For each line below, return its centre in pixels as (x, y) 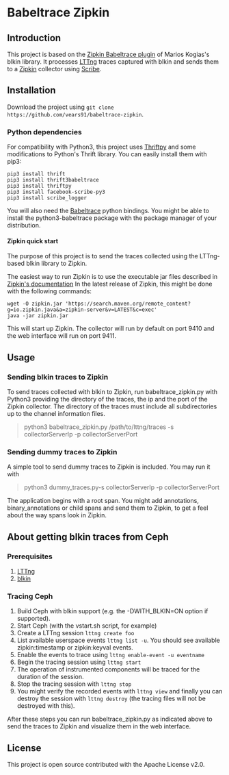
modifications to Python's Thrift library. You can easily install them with (107, 154)
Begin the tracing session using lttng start (79, 662)
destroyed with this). (46, 706)
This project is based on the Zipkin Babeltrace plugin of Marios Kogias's (108, 54)
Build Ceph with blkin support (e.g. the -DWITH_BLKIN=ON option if (112, 611)
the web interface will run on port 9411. (62, 336)
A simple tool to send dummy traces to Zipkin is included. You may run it (109, 467)
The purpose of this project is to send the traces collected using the (103, 256)
